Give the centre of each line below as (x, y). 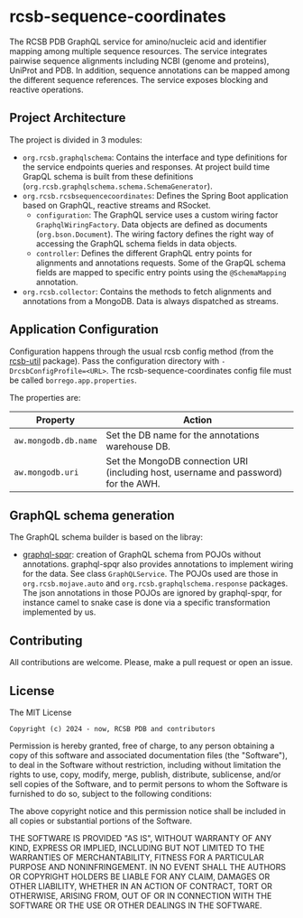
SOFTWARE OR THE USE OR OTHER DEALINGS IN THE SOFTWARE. (136, 905)
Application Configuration (84, 330)
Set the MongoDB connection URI (177, 460)
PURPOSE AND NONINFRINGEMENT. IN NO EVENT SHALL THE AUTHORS (148, 867)
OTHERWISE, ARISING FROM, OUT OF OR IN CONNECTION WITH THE (141, 896)
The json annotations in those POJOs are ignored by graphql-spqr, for (152, 593)
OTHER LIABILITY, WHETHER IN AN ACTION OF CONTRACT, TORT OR (141, 886)
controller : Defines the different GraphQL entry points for (144, 253)
